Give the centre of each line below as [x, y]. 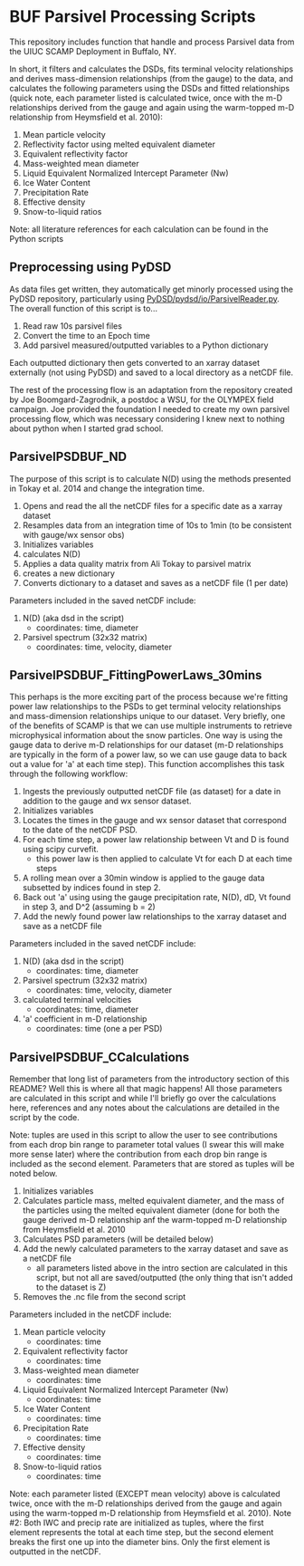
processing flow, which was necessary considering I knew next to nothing [147, 418]
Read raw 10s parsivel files [72, 326]
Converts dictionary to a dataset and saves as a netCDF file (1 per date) [155, 582]
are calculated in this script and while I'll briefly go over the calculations [143, 1099]
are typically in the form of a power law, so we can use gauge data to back [148, 754]
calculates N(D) [52, 553]
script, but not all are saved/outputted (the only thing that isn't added [165, 1278]
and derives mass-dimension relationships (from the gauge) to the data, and [152, 78]
